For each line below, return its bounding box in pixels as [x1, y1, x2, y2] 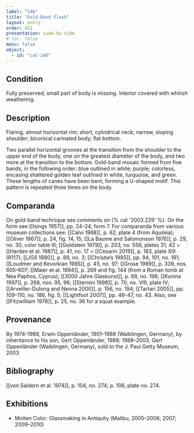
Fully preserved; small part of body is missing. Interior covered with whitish [6, 89, 188, 97]
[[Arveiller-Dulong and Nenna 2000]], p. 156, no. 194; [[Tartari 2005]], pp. [6, 285, 185, 292]
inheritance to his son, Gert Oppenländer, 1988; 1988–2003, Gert [6, 337, 163, 344]
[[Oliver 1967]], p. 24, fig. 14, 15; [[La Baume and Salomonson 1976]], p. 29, [6, 235, 188, 242]
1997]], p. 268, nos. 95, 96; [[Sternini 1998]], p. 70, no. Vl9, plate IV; [6, 279, 169, 286]
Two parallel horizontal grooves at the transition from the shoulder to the [6, 146, 182, 154]
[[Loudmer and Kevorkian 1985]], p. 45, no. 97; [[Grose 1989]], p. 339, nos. [6, 260, 188, 268]
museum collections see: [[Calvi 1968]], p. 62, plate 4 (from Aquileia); [6, 229, 175, 236]
